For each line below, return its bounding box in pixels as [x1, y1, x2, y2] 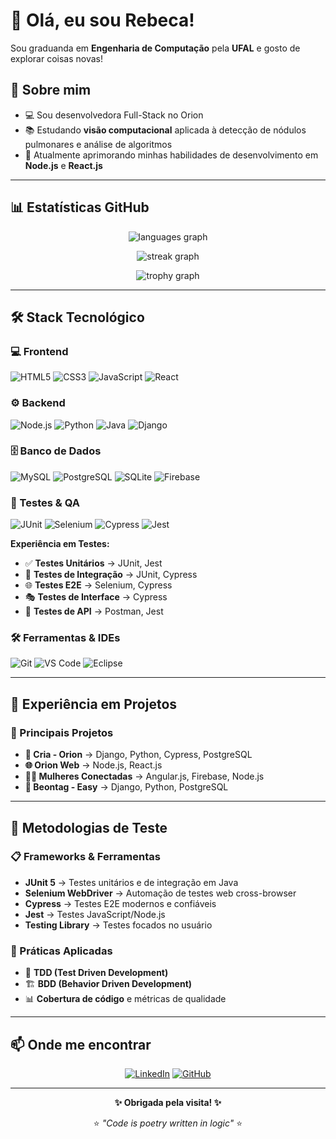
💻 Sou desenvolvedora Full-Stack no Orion [24, 109, 204, 121]
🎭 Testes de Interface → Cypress [24, 591, 168, 603]
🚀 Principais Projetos [10, 725, 114, 739]
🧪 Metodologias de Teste [10, 819, 168, 836]
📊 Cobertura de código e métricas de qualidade [24, 993, 227, 1005]
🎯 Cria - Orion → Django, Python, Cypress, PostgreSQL [24, 749, 253, 761]
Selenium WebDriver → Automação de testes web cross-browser [24, 887, 297, 899]
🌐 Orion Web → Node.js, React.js [24, 759, 163, 771]
